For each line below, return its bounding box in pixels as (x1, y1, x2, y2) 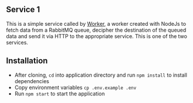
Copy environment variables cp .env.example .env (14, 84, 136, 91)
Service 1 (6, 5, 40, 15)
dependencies (14, 77, 50, 84)
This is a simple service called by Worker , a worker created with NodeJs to (6, 20, 186, 27)
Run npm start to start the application (14, 90, 105, 97)
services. (6, 39, 28, 46)
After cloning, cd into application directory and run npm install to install (14, 71, 187, 78)
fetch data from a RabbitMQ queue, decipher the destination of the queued (6, 26, 187, 33)
